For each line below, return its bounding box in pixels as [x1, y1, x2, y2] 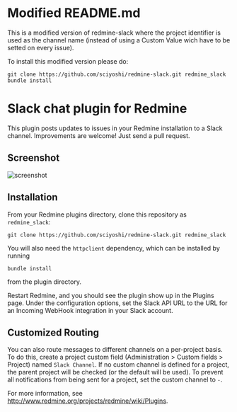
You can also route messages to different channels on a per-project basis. [7, 345, 223, 354]
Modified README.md [7, 5, 141, 21]
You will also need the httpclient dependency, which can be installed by [7, 244, 221, 252]
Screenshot [7, 152, 60, 164]
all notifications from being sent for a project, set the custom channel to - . [7, 375, 223, 384]
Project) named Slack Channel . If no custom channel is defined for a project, [7, 360, 230, 369]
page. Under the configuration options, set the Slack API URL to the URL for [7, 299, 228, 307]
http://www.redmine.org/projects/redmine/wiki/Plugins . [7, 396, 168, 405]
